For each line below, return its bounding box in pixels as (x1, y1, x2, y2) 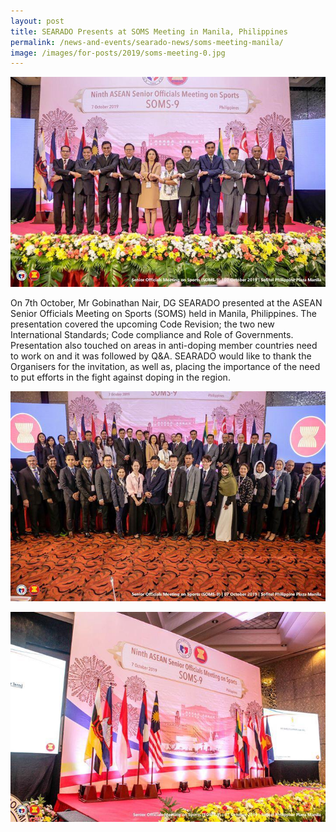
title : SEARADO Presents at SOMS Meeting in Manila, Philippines (10, 26, 288, 37)
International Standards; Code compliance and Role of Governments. (10, 329, 294, 341)
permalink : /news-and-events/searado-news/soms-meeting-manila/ (10, 37, 284, 47)
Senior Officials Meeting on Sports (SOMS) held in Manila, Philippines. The (10, 308, 317, 320)
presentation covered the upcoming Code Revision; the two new (10, 318, 275, 330)
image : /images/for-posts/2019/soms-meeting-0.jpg (10, 48, 226, 58)
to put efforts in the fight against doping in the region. (10, 371, 231, 384)
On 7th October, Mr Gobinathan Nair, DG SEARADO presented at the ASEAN (10, 297, 323, 309)
